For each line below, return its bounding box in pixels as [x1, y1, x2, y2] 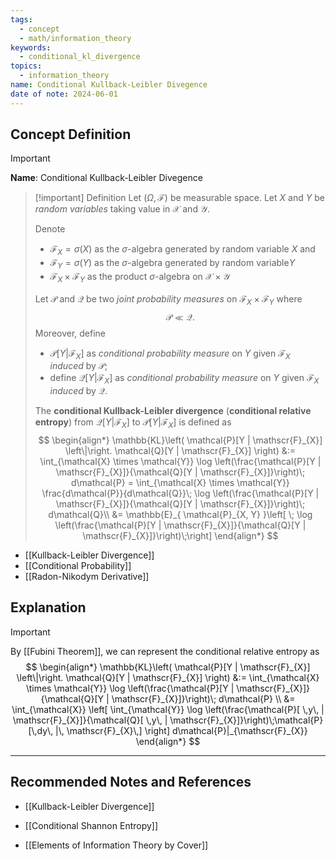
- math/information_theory [19, 33, 132, 43]
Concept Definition [10, 126, 132, 143]
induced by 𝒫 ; [49, 360, 108, 372]
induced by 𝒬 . [49, 385, 108, 397]
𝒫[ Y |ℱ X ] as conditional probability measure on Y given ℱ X [49, 347, 291, 361]
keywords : [10, 42, 52, 53]
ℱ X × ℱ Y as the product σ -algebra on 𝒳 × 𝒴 [49, 271, 231, 285]
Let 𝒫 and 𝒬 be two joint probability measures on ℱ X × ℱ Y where [34, 292, 303, 307]
